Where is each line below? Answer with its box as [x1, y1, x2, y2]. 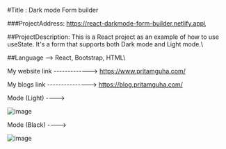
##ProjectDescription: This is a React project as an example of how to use [7, 33, 219, 41]
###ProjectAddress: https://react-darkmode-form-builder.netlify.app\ [7, 19, 207, 27]
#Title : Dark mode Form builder [7, 6, 99, 14]
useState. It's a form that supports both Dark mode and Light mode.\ [7, 40, 204, 48]
